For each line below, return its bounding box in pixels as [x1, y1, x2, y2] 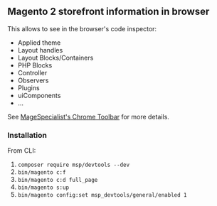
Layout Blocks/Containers [17, 53, 94, 62]
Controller [17, 68, 48, 77]
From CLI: [7, 146, 36, 155]
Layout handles [17, 45, 63, 54]
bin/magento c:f [17, 169, 66, 176]
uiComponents [17, 91, 61, 99]
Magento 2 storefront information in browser [7, 6, 210, 18]
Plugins [17, 83, 41, 92]
